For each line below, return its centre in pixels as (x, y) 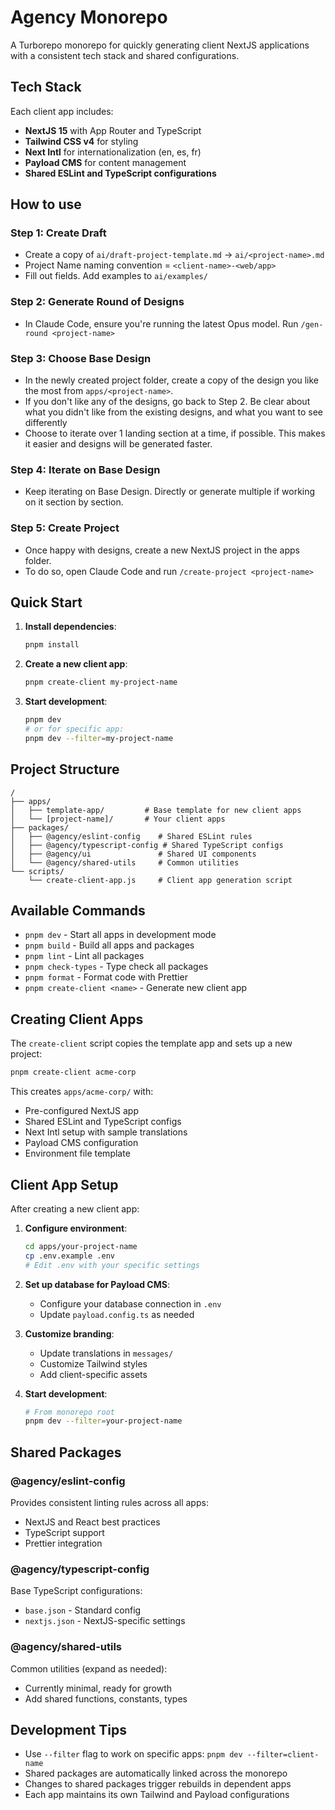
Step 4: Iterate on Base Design (85, 469)
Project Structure (65, 769)
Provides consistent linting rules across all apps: (109, 1502)
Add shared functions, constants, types (106, 1698)
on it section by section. (74, 502)
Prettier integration (63, 1543)
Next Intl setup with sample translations (106, 1132)
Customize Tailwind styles (93, 1363)
